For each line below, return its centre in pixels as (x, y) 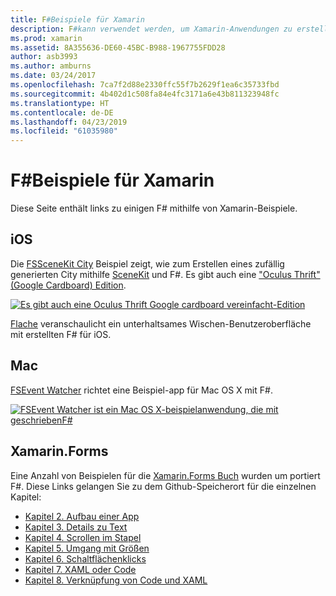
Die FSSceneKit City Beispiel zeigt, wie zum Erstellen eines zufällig (147, 263)
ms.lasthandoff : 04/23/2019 (69, 122)
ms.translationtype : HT (60, 103)
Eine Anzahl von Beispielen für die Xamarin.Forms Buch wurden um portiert (165, 475)
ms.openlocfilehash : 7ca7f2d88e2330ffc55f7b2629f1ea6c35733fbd (145, 85)
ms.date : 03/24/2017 (53, 76)
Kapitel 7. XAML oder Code (80, 569)
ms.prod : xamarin (46, 38)
